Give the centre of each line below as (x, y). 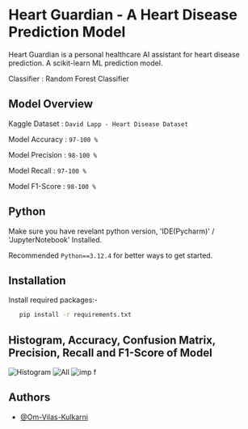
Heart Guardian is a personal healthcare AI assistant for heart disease (124, 54)
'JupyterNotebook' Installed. (55, 239)
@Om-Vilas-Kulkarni (54, 417)
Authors (29, 397)
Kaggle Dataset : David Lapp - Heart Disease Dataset (98, 124)
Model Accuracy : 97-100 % (53, 139)
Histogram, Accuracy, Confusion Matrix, (112, 340)
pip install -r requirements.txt (75, 315)
